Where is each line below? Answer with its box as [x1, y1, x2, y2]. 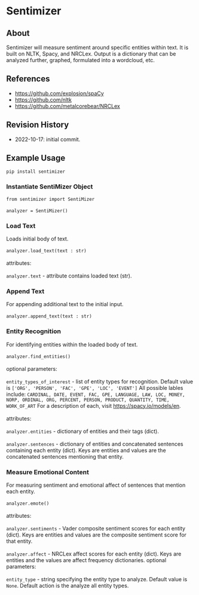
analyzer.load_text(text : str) [6, 248, 87, 254]
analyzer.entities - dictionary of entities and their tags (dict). [6, 428, 160, 435]
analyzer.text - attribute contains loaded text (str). [6, 272, 133, 279]
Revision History [6, 120, 69, 130]
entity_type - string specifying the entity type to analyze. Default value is [6, 575, 188, 582]
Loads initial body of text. [6, 235, 69, 243]
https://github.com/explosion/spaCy [14, 90, 105, 97]
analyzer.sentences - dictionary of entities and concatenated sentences [6, 440, 183, 447]
